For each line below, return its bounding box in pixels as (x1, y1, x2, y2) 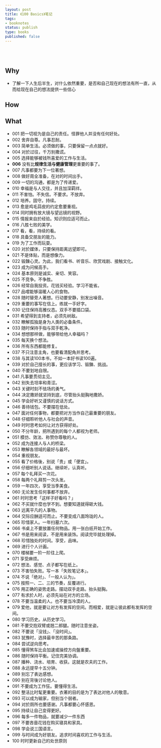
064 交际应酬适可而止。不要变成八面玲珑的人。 (12, 513, 106, 519)
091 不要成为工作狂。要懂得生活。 (12, 683, 80, 689)
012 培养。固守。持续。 (12, 197, 59, 203)
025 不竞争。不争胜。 (12, 276, 56, 282)
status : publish (5, 25, 38, 30)
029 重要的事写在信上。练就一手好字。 (12, 301, 89, 306)
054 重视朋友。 (12, 452, 43, 458)
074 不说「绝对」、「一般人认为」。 (12, 574, 78, 579)
